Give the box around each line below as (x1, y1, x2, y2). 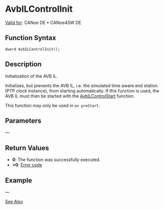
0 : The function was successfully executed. (12, 157, 101, 163)
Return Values (5, 143, 49, 152)
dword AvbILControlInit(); (5, 46, 60, 52)
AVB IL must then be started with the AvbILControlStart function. (5, 93, 135, 99)
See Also (5, 199, 23, 204)
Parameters (5, 116, 42, 125)
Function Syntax (5, 34, 56, 42)
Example (5, 176, 32, 185)
